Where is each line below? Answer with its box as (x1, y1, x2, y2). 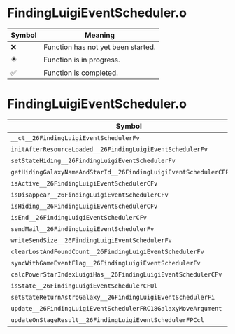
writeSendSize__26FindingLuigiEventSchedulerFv (10, 236, 173, 244)
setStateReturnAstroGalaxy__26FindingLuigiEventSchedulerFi (10, 293, 215, 301)
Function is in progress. (43, 55, 120, 64)
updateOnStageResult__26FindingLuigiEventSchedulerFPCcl (10, 316, 204, 323)
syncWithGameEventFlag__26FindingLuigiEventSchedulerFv (10, 259, 201, 267)
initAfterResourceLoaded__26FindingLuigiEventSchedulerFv (10, 145, 208, 153)
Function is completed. (43, 68, 119, 78)
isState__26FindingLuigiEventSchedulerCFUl (10, 281, 158, 290)
